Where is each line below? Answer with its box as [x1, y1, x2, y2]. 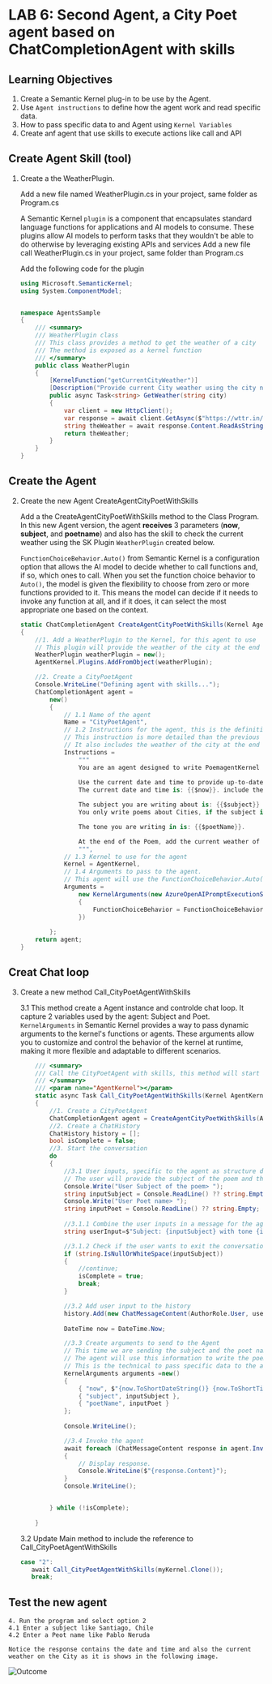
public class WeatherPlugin [35, 361, 130, 370]
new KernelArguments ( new [78, 890, 163, 898]
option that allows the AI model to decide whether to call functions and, [19, 561, 258, 571]
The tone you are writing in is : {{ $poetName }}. [78, 823, 245, 831]
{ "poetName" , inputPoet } [78, 1399, 170, 1408]
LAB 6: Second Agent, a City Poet [8, 6, 237, 24]
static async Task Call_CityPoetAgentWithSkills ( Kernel [35, 1092, 227, 1100]
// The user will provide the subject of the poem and [63, 1175, 253, 1183]
